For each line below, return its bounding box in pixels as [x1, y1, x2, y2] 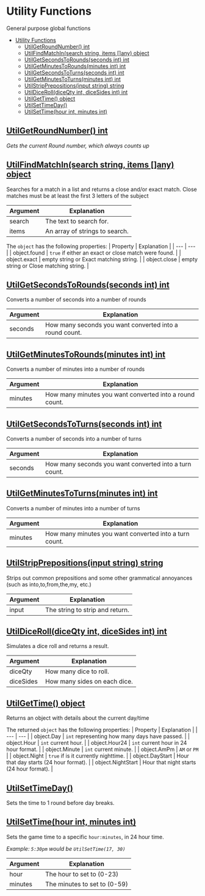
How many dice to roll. [45, 667, 109, 676]
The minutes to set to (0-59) [45, 879, 128, 888]
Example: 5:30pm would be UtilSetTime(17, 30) [6, 845, 126, 852]
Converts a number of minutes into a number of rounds [6, 365, 145, 373]
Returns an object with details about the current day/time [6, 714, 149, 722]
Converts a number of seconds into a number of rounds [6, 296, 146, 304]
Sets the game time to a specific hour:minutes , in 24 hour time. [6, 833, 164, 840]
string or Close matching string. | [6, 262, 89, 269]
